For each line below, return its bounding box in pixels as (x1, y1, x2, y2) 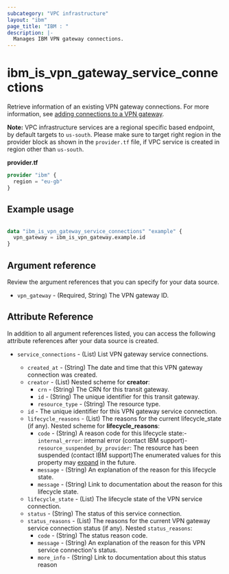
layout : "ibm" (7, 16, 48, 23)
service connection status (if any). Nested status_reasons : (27, 524, 193, 532)
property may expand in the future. (37, 458, 136, 466)
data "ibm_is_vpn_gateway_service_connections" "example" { (7, 228, 183, 234)
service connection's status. (37, 546, 118, 554)
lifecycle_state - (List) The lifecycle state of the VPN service (27, 494, 203, 503)
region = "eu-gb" (13, 178, 63, 185)
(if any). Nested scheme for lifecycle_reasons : (27, 421, 160, 430)
